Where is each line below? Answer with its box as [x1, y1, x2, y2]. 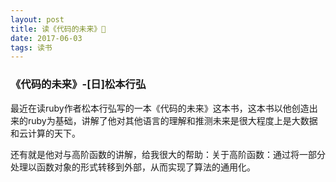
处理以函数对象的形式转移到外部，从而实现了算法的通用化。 [10, 161, 256, 173]
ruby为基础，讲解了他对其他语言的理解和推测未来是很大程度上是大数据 [27, 114, 318, 126]
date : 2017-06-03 [10, 33, 83, 43]
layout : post [10, 14, 65, 25]
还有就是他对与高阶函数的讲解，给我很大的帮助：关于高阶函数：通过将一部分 [10, 148, 326, 160]
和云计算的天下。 [10, 127, 81, 139]
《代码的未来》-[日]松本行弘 [10, 77, 147, 91]
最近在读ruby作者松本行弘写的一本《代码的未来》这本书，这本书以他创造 [10, 102, 310, 114]
